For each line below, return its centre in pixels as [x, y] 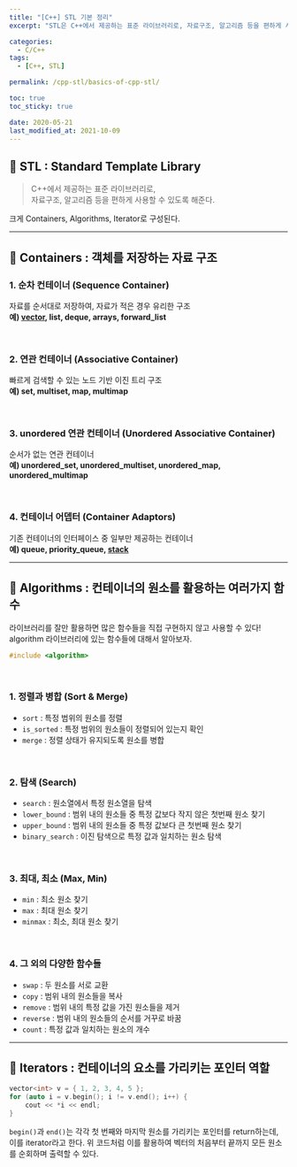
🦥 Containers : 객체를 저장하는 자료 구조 [114, 257]
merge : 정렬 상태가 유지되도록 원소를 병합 [93, 740]
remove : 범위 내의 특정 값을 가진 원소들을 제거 [101, 1007]
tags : [19, 58]
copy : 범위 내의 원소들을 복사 [72, 995]
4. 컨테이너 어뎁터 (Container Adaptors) [93, 517]
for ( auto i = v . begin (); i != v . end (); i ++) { [99, 1097]
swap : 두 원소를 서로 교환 [65, 985]
